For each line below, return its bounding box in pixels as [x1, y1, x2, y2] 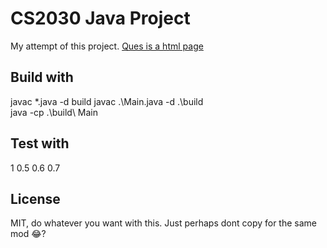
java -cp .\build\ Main [10, 106, 99, 118]
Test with [10, 135, 70, 152]
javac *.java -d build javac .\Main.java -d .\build [10, 95, 204, 107]
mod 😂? [10, 228, 47, 240]
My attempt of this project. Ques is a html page [10, 40, 204, 52]
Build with [10, 69, 74, 86]
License [10, 190, 61, 207]
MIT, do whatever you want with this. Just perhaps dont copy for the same [10, 217, 318, 229]
